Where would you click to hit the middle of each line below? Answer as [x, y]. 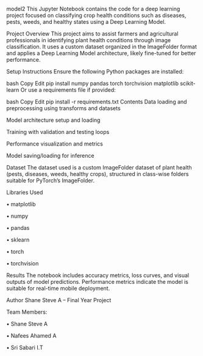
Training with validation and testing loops [58, 132]
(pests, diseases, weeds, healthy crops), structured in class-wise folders [98, 174]
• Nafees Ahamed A [31, 336]
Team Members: [27, 312]
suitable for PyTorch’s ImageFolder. [50, 180]
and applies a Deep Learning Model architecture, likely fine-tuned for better [101, 53]
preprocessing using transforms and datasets [63, 108]
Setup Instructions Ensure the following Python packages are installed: [95, 72]
